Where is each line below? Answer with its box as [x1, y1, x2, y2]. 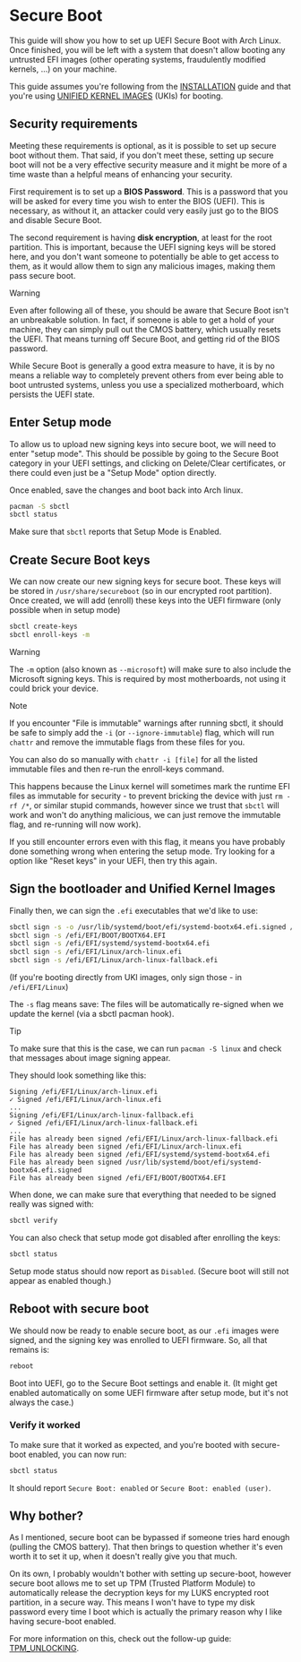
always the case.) [9, 1397, 74, 1408]
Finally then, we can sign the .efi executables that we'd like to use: [9, 905, 258, 916]
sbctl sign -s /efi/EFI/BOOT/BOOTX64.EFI [9, 931, 167, 940]
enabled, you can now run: [28, 1449, 127, 1460]
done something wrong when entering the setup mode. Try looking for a [9, 846, 276, 857]
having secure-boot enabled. [9, 1616, 116, 1627]
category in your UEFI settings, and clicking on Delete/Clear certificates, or [9, 458, 287, 469]
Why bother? [9, 1509, 83, 1524]
